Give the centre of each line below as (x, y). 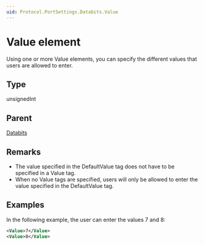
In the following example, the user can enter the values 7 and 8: (86, 219)
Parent (19, 118)
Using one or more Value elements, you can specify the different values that (102, 59)
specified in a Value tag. (45, 173)
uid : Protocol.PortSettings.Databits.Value (62, 12)
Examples (25, 205)
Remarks (24, 152)
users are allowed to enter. (40, 65)
